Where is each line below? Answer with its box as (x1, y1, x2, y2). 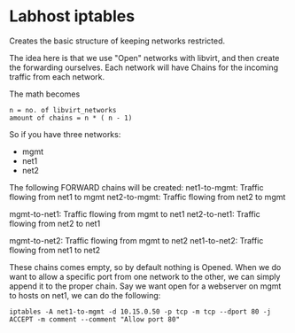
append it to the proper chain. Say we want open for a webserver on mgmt (9, 281, 282, 291)
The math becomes (9, 89, 81, 99)
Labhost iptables (9, 6, 136, 27)
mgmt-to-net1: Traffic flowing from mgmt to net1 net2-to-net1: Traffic (9, 208, 261, 219)
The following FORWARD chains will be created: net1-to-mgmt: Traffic (9, 182, 264, 192)
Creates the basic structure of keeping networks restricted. (9, 35, 226, 46)
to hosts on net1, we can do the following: (9, 290, 161, 300)
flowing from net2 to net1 (9, 218, 101, 228)
